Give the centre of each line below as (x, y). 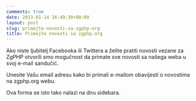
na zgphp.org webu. (31, 81)
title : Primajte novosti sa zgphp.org (54, 34)
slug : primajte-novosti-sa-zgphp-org (53, 28)
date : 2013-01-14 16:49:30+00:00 (48, 17)
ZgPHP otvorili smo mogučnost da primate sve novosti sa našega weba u (96, 57)
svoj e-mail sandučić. (32, 64)
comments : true (25, 12)
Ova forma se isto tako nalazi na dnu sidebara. (63, 93)
